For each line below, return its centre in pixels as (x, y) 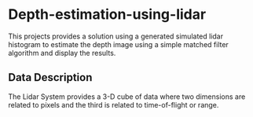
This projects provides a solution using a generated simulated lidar (116, 36)
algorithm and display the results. (62, 53)
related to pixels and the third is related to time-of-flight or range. (114, 104)
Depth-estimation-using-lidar (107, 15)
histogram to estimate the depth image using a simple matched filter (119, 44)
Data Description (50, 77)
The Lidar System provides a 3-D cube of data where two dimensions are (127, 97)
